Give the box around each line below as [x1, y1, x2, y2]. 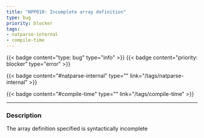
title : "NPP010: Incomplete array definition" [6, 9, 126, 15]
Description [6, 111, 42, 119]
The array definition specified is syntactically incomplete [6, 125, 148, 133]
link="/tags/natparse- [129, 72, 184, 79]
